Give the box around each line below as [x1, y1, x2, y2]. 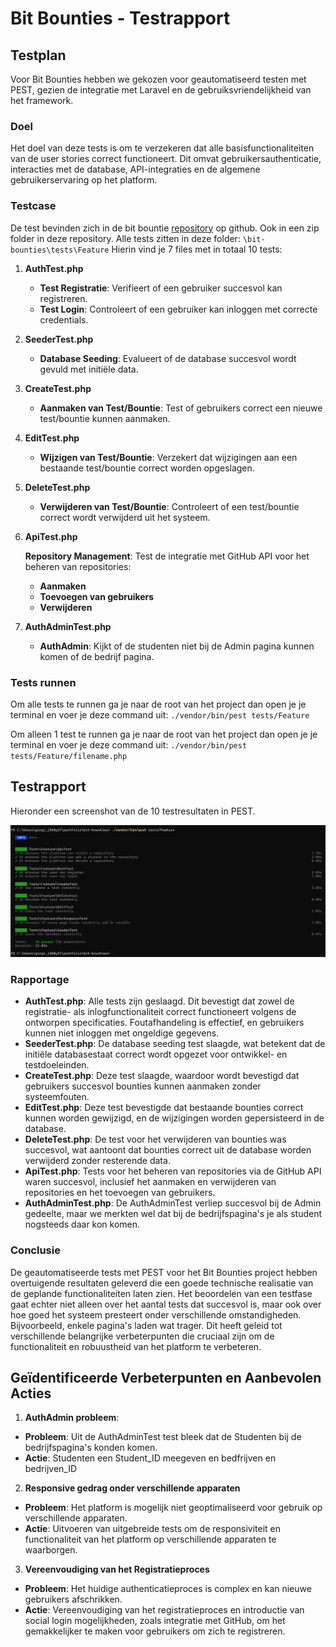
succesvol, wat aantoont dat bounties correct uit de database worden [24, 1144, 312, 1156]
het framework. [10, 95, 74, 106]
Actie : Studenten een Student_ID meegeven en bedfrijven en [24, 1452, 277, 1464]
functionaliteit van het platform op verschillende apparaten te [24, 1533, 277, 1546]
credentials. [39, 313, 89, 326]
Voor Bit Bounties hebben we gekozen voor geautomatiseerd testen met [10, 73, 307, 85]
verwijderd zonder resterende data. [24, 1155, 171, 1167]
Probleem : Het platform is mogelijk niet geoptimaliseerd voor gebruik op [24, 1502, 323, 1514]
